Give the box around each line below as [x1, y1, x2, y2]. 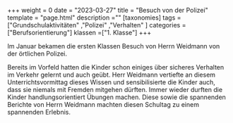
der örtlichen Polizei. [7, 49, 67, 58]
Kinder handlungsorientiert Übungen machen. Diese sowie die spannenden [7, 93, 226, 101]
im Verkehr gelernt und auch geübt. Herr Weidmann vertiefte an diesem [7, 70, 216, 79]
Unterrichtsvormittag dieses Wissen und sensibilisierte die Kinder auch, [7, 78, 215, 86]
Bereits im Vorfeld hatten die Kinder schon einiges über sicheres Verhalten [7, 63, 225, 71]
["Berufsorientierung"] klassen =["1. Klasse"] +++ [7, 28, 152, 37]
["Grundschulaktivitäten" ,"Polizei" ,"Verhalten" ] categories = [7, 21, 186, 29]
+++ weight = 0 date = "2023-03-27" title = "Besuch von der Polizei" [7, 6, 208, 14]
